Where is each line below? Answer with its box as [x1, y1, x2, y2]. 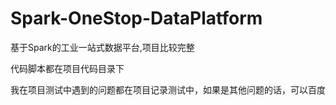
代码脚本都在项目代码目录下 [10, 62, 125, 74]
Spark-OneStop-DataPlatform [10, 7, 263, 30]
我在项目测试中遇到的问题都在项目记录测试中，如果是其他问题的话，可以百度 [10, 83, 326, 96]
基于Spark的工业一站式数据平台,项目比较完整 [10, 41, 195, 53]
